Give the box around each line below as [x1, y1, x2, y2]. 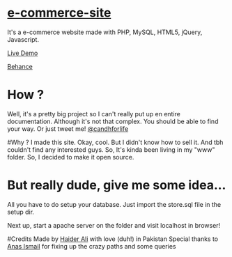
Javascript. [7, 35, 40, 43]
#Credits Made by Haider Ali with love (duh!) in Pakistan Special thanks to [7, 235, 219, 243]
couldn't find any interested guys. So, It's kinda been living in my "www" [7, 145, 215, 154]
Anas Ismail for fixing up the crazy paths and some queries [7, 242, 176, 250]
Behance [7, 62, 33, 70]
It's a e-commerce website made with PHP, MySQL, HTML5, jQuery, [7, 28, 203, 36]
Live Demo [7, 49, 38, 57]
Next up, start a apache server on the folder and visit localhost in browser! [7, 221, 221, 229]
